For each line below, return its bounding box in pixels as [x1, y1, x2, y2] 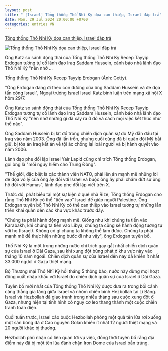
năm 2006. [5, 146, 27, 153]
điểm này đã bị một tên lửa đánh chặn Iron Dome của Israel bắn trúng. [5, 340, 149, 346]
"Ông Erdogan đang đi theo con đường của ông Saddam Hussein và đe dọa [5, 85, 161, 91]
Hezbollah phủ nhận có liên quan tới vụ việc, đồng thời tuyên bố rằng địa [5, 335, 155, 341]
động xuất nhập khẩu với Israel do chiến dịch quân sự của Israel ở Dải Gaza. [5, 274, 161, 280]
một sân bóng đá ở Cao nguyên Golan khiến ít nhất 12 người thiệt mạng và [5, 320, 157, 326]
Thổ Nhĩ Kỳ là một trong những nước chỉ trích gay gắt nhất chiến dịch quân [5, 243, 159, 249]
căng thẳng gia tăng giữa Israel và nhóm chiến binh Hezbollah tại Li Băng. [5, 289, 156, 295]
